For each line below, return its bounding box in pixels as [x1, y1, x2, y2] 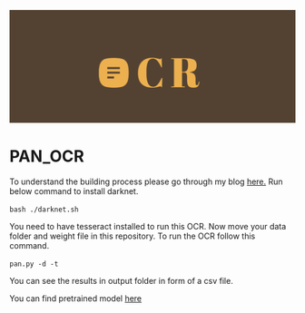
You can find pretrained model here [9, 292, 143, 304]
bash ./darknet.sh [9, 205, 79, 214]
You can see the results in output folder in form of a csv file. [9, 275, 233, 286]
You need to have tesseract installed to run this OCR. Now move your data [9, 220, 287, 231]
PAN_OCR [9, 146, 84, 167]
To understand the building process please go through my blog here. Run [9, 176, 283, 187]
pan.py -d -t [9, 259, 59, 269]
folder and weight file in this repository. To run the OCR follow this [9, 230, 256, 241]
